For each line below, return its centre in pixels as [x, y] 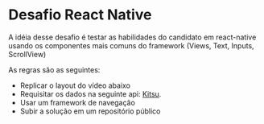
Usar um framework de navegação [77, 102]
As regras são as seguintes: [54, 69]
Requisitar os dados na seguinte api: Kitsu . [91, 93]
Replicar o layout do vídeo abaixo [75, 85]
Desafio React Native [80, 15]
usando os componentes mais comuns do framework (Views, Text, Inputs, [132, 45]
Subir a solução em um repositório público [90, 111]
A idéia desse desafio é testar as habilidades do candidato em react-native [132, 37]
